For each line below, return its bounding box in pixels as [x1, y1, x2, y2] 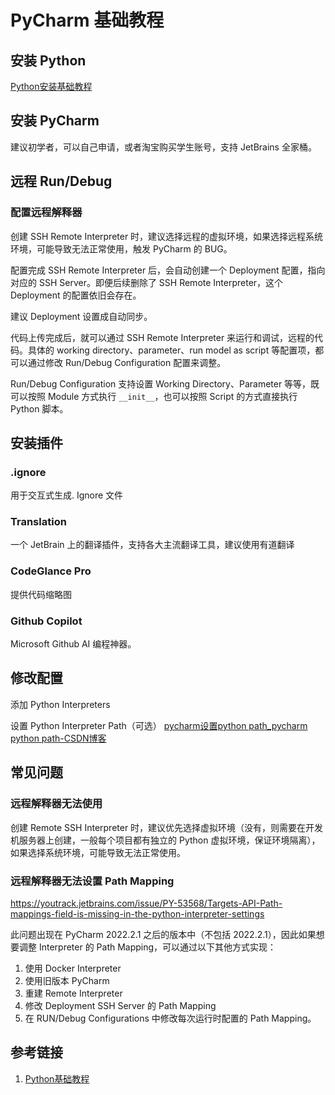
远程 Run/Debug [10, 173, 113, 190]
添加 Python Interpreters [10, 698, 111, 710]
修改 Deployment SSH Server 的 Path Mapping [24, 999, 217, 1011]
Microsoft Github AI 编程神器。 [10, 638, 137, 650]
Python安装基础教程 [10, 81, 93, 92]
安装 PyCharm [10, 112, 100, 130]
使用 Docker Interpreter [24, 962, 122, 974]
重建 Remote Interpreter [24, 987, 123, 999]
